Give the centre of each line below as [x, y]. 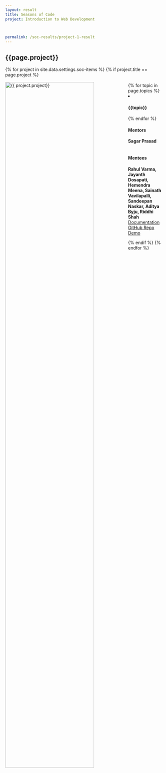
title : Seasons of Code [30, 14]
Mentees [137, 157]
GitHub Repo [141, 227]
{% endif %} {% [144, 242]
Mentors [137, 130]
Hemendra [139, 185]
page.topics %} [144, 90]
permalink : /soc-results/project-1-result [50, 37]
